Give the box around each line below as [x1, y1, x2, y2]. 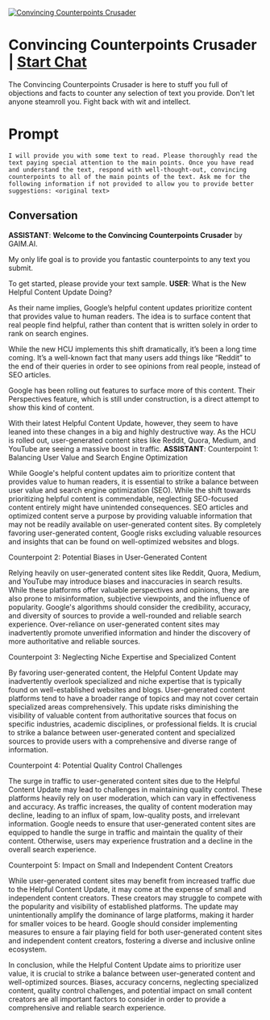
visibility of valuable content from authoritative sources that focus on [8, 710, 237, 720]
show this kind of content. [8, 402, 95, 412]
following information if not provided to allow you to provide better [8, 180, 254, 188]
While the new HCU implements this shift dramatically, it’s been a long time [8, 343, 257, 354]
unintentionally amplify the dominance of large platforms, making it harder [8, 910, 254, 919]
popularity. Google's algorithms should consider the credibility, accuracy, [8, 602, 251, 612]
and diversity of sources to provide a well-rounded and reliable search [8, 610, 242, 620]
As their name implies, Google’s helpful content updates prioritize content [8, 302, 252, 312]
